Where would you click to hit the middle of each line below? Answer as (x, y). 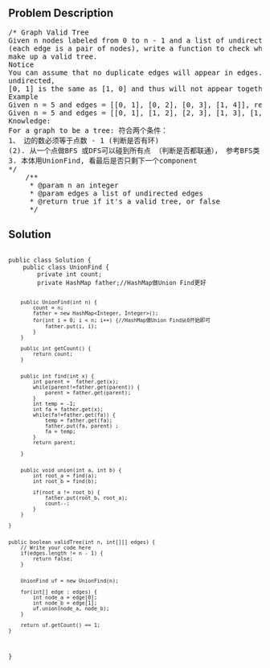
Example (23, 97)
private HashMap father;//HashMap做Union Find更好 (122, 282)
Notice (21, 64)
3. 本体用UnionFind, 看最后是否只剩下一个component (103, 161)
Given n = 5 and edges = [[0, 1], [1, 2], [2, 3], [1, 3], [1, (135, 113)
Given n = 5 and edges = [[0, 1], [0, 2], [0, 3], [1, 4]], (129, 105)
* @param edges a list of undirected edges (116, 193)
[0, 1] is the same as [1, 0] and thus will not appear (121, 89)
